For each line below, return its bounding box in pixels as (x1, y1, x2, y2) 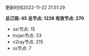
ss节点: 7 (12, 45, 32, 51)
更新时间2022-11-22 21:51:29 (5, 5, 65, 10)
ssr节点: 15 (12, 26, 35, 32)
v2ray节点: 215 (12, 39, 43, 45)
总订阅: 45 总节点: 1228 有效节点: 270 (5, 15, 84, 21)
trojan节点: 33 (12, 33, 42, 38)
